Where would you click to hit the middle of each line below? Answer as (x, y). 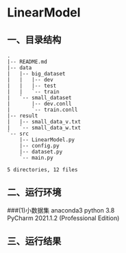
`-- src (18, 134)
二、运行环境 (34, 192)
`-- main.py (36, 158)
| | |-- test (32, 86)
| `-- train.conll (42, 110)
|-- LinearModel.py (47, 140)
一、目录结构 (34, 39)
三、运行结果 (34, 241)
